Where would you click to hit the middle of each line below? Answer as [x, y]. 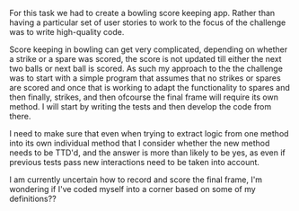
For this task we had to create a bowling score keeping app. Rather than [142, 13]
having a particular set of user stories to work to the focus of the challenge [148, 22]
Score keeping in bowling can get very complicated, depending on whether [149, 49]
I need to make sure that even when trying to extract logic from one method [149, 133]
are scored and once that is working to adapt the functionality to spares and [149, 88]
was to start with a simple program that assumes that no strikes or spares [145, 78]
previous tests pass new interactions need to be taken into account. [135, 162]
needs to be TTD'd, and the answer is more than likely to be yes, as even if [147, 153]
